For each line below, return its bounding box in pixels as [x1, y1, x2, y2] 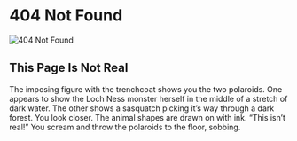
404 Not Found [9, 5, 123, 26]
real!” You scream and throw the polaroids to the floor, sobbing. [9, 121, 241, 132]
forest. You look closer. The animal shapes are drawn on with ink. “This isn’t [9, 112, 286, 122]
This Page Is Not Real [9, 60, 129, 75]
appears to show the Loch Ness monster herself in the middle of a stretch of [9, 93, 288, 104]
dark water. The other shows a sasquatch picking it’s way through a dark [9, 103, 275, 114]
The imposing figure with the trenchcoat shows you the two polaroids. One [9, 83, 283, 94]
